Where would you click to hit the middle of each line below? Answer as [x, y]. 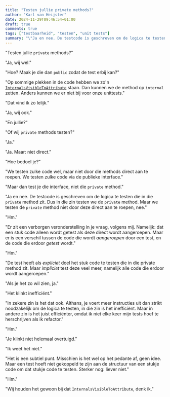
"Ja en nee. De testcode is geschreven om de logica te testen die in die [79, 196]
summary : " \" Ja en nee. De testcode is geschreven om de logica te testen [86, 39]
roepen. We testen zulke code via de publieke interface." [64, 177]
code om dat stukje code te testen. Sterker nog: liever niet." [67, 369]
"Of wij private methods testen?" [40, 132]
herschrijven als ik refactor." [34, 319]
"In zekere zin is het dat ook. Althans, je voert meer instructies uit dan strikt [83, 303]
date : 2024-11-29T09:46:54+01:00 [40, 19]
